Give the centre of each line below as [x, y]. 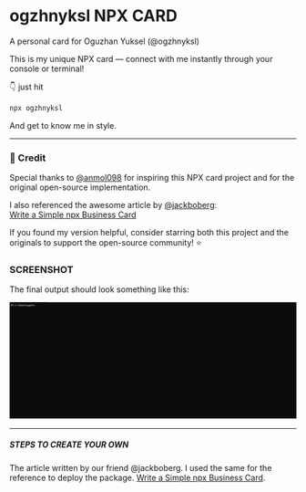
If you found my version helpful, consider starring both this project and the [149, 233]
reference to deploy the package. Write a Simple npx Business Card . [138, 477]
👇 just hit [26, 87]
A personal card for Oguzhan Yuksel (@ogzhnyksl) [105, 41]
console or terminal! [47, 68]
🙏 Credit [28, 158]
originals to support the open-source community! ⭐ [106, 243]
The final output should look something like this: [99, 289]
